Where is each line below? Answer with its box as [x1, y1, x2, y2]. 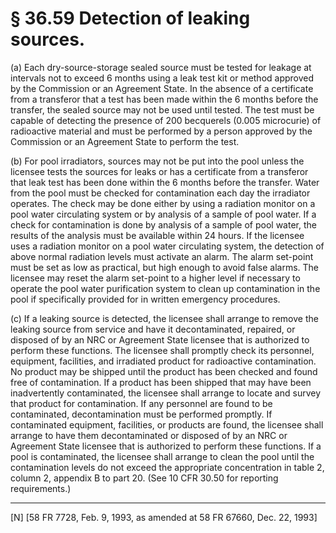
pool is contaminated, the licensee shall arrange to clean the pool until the [10, 450, 315, 462]
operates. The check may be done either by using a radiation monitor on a [10, 197, 316, 209]
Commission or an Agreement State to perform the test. [10, 135, 240, 147]
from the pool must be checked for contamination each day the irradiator [10, 187, 311, 199]
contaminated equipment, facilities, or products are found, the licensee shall [10, 418, 324, 431]
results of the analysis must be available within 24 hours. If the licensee [10, 229, 305, 241]
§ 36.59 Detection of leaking [10, 7, 251, 30]
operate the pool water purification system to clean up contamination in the [10, 282, 321, 294]
